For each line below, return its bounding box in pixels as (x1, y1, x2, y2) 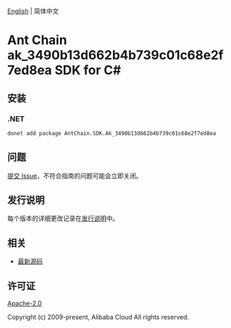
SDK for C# (54, 62, 122, 79)
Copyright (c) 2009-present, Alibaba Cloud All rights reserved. (7, 313, 189, 321)
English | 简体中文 (7, 7, 59, 15)
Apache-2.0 (7, 299, 42, 307)
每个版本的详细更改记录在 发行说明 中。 (7, 214, 119, 222)
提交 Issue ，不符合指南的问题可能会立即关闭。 (7, 171, 143, 180)
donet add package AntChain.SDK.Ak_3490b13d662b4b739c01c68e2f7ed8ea (7, 130, 217, 137)
